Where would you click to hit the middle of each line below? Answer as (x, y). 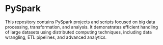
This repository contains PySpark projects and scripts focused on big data (80, 22)
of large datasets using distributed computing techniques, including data (79, 32)
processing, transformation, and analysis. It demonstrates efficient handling (81, 27)
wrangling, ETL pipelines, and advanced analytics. (56, 37)
